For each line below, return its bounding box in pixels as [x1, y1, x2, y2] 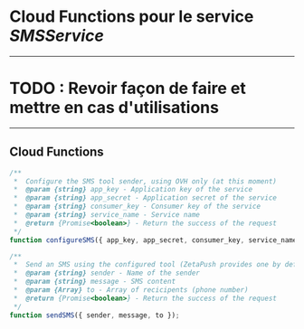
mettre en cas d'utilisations [9, 98, 220, 118]
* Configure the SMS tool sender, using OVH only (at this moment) [13, 176, 278, 186]
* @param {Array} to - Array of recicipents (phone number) [13, 286, 249, 295]
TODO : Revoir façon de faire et [9, 79, 247, 99]
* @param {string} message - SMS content [13, 277, 176, 287]
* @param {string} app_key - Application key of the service [13, 185, 253, 194]
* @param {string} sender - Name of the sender [13, 268, 201, 277]
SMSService [9, 25, 104, 46]
